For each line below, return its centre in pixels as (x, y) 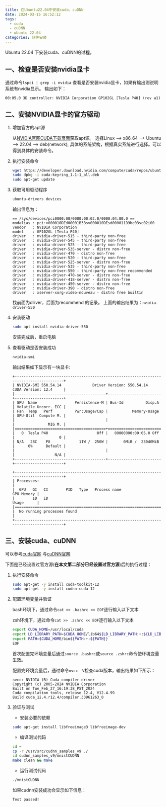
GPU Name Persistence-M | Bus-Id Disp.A (88, 403)
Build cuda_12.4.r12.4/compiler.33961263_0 (58, 697)
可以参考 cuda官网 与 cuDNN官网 (38, 554)
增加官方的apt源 (29, 127)
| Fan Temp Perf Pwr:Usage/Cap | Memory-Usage (86, 411)
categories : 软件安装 (26, 38)
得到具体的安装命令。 (34, 150)
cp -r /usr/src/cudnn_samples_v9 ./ (50, 751)
